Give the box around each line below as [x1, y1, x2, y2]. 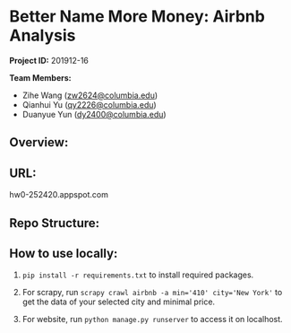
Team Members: [9, 72, 72, 83]
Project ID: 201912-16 [9, 55, 90, 66]
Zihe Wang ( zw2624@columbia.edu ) [21, 90, 158, 101]
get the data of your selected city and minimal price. [21, 296, 216, 307]
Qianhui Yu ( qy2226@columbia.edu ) [21, 99, 157, 110]
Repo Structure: [9, 215, 100, 231]
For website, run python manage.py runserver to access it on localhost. [21, 314, 284, 325]
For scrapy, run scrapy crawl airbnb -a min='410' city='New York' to [21, 287, 283, 298]
